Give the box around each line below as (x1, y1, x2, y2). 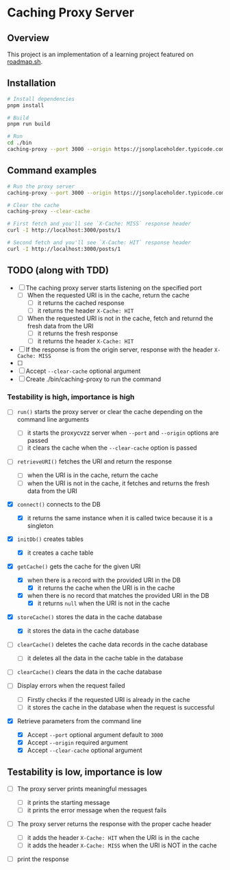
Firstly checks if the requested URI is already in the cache (27, 695, 190, 703)
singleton (27, 521, 53, 529)
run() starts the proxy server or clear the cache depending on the (16, 408, 203, 416)
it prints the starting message (27, 798, 110, 806)
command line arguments (16, 415, 89, 424)
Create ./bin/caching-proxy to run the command (25, 375, 162, 383)
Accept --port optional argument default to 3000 (27, 730, 164, 738)
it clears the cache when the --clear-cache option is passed (27, 444, 197, 452)
